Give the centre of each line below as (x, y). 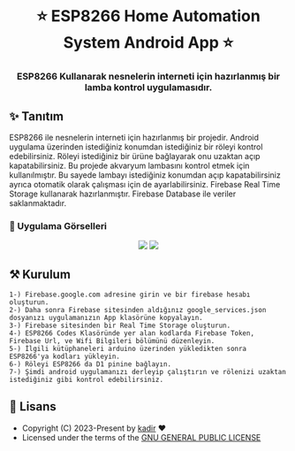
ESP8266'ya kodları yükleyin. (65, 357)
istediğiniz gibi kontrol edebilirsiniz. (87, 380)
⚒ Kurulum (40, 274)
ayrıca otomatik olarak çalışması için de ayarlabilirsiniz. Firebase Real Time (145, 184)
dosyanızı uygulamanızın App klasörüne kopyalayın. (106, 318)
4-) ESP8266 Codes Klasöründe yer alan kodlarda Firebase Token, (132, 333)
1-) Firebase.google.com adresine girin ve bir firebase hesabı (130, 295)
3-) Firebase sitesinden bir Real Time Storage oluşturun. (120, 326)
